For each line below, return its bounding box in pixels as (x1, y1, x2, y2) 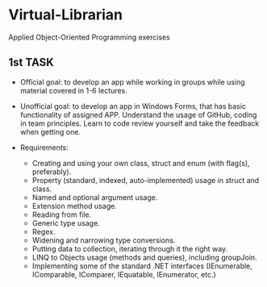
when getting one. (19, 127, 81, 136)
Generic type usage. (31, 218, 101, 227)
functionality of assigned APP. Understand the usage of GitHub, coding (19, 110, 257, 119)
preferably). (31, 167, 72, 177)
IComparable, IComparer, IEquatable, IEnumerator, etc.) (31, 269, 216, 279)
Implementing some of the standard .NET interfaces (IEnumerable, (31, 260, 252, 271)
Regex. (31, 227, 56, 236)
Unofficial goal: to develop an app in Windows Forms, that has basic (19, 101, 247, 110)
